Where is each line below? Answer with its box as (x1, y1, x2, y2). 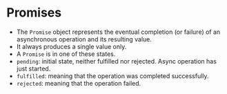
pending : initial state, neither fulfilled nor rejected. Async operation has (16, 57, 217, 65)
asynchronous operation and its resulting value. (16, 35, 152, 43)
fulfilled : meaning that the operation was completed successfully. (16, 71, 209, 80)
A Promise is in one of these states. (16, 50, 116, 58)
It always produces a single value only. (16, 42, 127, 50)
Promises (6, 5, 62, 21)
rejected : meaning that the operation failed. (16, 79, 141, 87)
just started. (16, 64, 51, 73)
